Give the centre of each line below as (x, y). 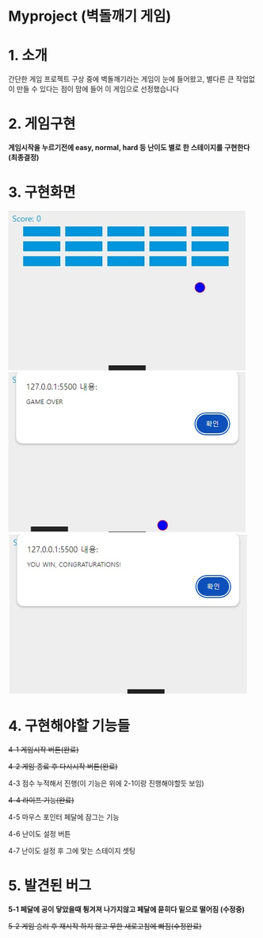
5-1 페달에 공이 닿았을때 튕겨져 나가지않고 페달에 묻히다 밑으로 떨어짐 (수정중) (127, 909)
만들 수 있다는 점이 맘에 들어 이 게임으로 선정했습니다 (98, 89)
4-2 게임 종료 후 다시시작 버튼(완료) (63, 766)
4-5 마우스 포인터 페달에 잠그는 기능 (64, 817)
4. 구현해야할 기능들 (69, 726)
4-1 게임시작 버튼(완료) (44, 749)
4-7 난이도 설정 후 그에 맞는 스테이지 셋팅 (72, 851)
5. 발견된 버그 (50, 886)
